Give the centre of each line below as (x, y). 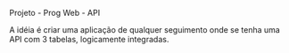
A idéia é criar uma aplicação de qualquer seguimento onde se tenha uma (145, 30)
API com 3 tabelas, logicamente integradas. (89, 39)
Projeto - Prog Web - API (55, 13)
